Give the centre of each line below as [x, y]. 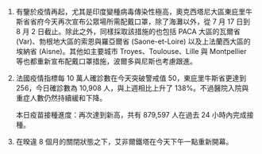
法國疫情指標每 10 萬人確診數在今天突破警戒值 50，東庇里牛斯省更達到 [131, 78]
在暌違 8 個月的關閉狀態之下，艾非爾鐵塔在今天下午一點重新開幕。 [124, 142]
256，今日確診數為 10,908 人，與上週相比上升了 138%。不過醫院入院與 [132, 88]
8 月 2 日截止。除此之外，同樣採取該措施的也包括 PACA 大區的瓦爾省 [128, 31]
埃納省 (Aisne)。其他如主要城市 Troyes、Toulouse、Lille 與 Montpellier [131, 51]
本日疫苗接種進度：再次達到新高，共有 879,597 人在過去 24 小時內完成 [131, 115]
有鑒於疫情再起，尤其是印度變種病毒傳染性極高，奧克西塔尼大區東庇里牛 [134, 12]
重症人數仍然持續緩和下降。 [61, 98]
